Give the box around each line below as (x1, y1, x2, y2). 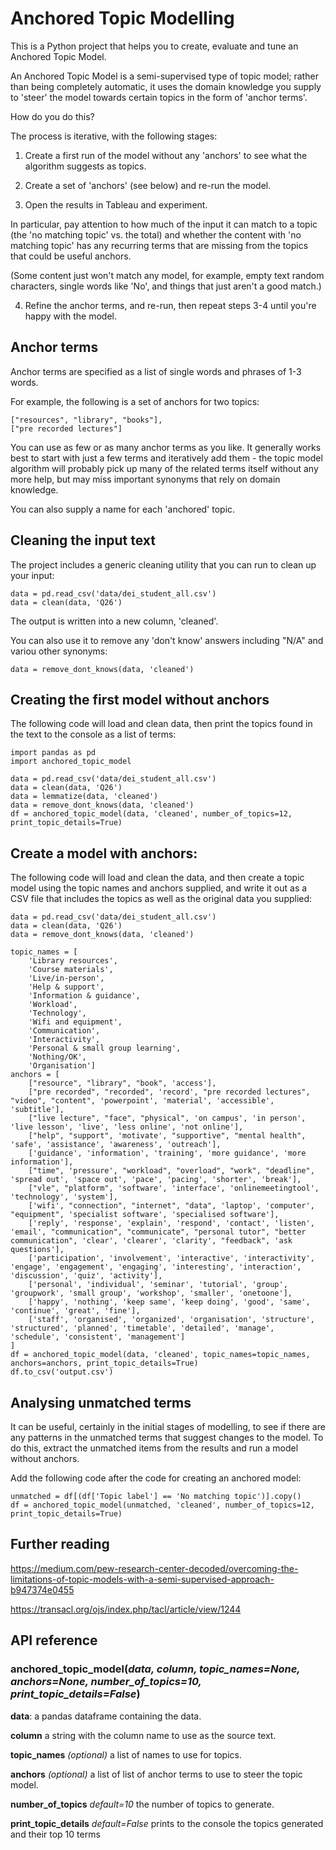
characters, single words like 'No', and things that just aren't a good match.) (10, 280, 322, 292)
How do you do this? (10, 110, 95, 122)
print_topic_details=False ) (10, 1687, 141, 1701)
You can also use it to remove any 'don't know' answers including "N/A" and (10, 634, 324, 646)
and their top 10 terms (10, 1828, 101, 1840)
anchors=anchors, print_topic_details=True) (10, 1358, 199, 1369)
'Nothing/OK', (28, 1052, 87, 1062)
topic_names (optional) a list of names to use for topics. (10, 1748, 242, 1761)
